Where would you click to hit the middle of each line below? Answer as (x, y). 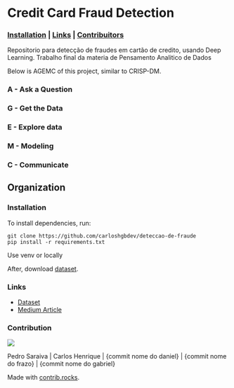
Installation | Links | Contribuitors (66, 35)
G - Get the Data (35, 108)
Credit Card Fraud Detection (91, 13)
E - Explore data (35, 127)
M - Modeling (31, 146)
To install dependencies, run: (49, 223)
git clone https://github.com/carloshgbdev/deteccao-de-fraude (102, 236)
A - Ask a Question (40, 89)
